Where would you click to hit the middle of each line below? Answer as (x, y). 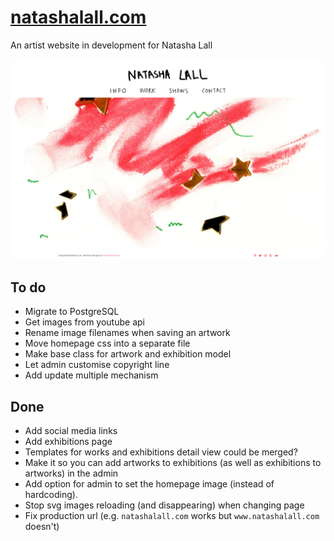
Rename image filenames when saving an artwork (127, 333)
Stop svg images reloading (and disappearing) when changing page (164, 505)
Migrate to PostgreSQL (72, 312)
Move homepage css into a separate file (107, 343)
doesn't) (42, 526)
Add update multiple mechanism (91, 375)
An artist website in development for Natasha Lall (111, 45)
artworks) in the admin (71, 473)
